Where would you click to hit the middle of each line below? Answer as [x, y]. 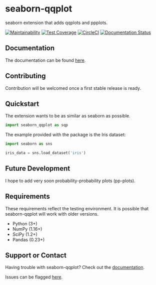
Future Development [38, 169]
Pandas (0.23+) [28, 239]
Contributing [25, 76]
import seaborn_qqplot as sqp [37, 125]
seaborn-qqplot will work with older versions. [52, 214]
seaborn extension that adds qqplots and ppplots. [56, 23]
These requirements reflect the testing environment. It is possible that [77, 208]
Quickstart [22, 104]
